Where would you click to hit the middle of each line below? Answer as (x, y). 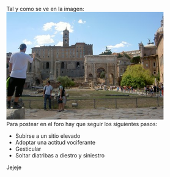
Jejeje (14, 167)
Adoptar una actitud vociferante (55, 142)
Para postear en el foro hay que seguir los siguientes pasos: (82, 124)
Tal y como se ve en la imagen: (45, 9)
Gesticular (28, 149)
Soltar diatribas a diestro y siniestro (60, 155)
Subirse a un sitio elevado (48, 136)
